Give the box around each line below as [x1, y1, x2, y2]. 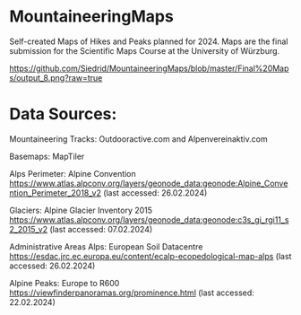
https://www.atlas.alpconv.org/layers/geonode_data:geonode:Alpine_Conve [9, 178, 288, 188]
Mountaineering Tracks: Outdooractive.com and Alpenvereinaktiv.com [9, 133, 268, 144]
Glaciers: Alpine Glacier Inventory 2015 [9, 205, 153, 215]
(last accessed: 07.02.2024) [48, 223, 153, 234]
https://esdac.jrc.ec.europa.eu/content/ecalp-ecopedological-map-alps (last [9, 250, 292, 261]
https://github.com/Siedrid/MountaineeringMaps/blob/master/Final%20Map [9, 63, 289, 74]
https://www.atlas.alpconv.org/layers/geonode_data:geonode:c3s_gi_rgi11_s [9, 214, 289, 225]
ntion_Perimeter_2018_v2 [9, 187, 101, 198]
